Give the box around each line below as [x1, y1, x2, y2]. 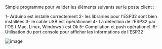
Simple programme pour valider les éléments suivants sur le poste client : [5, 4, 155, 10]
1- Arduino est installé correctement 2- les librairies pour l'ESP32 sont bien [5, 14, 157, 19]
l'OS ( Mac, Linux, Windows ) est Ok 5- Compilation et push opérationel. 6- [5, 24, 158, 30]
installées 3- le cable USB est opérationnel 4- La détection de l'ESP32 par [5, 19, 156, 24]
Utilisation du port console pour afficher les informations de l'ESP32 [5, 29, 143, 34]
